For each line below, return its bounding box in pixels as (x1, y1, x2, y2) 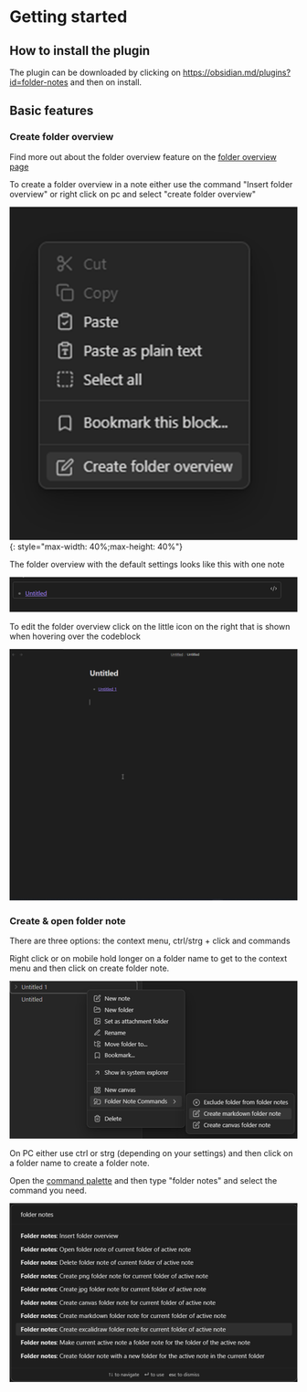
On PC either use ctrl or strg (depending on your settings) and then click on (9, 1148, 293, 1159)
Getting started (9, 6, 128, 27)
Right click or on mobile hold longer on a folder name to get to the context (9, 953, 288, 964)
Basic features (9, 103, 94, 119)
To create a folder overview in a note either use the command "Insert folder (9, 178, 293, 189)
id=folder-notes (9, 77, 69, 88)
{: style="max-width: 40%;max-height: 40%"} (9, 541, 183, 552)
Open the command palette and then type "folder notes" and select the (9, 1175, 278, 1186)
